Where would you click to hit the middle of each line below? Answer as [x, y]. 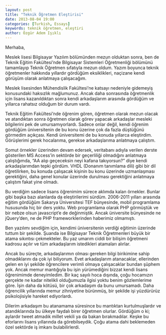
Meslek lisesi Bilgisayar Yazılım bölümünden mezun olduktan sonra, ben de [82, 57]
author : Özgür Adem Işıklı [33, 33]
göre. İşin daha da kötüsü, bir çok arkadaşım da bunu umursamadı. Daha [80, 285]
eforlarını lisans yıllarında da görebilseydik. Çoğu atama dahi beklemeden [80, 322]
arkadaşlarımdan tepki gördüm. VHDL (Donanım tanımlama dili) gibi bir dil [81, 166]
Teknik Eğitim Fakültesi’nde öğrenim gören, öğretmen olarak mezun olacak [82, 114]
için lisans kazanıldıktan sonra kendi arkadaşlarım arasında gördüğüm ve [80, 99]
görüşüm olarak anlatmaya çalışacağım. [46, 78]
